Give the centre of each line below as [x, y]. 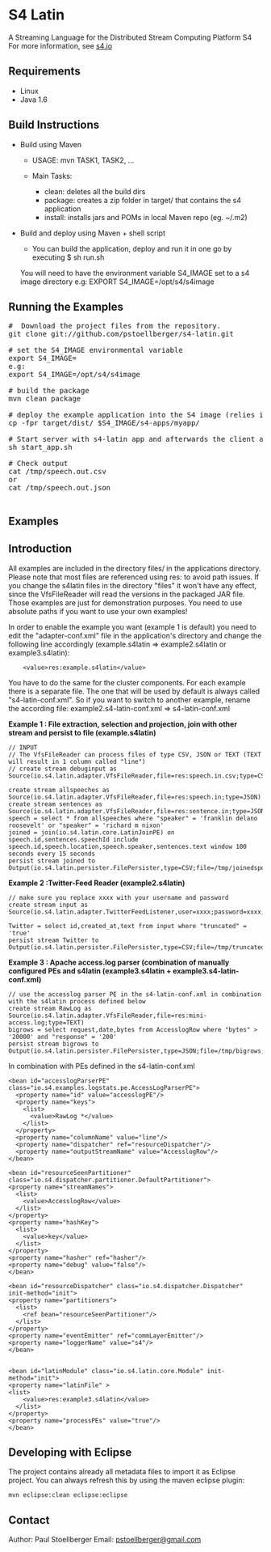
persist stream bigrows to [54, 1044]
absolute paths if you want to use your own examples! [98, 611]
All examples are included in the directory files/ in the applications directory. [135, 568]
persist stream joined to [52, 861]
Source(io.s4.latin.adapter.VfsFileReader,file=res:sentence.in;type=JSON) [138, 811]
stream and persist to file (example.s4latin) [82, 732]
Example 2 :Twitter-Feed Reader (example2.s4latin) [97, 883]
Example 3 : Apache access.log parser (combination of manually [119, 962]
